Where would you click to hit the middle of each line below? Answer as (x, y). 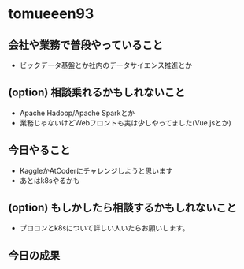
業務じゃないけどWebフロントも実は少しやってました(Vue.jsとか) (126, 122)
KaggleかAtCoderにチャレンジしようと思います (96, 170)
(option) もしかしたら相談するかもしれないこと (123, 208)
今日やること (39, 150)
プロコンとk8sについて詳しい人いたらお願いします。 (104, 228)
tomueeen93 (51, 14)
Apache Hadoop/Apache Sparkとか (77, 113)
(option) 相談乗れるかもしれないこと (97, 93)
